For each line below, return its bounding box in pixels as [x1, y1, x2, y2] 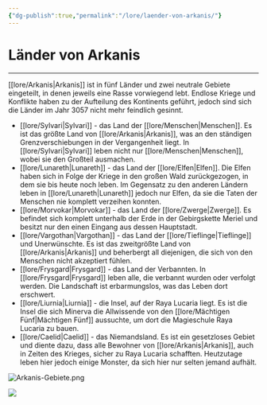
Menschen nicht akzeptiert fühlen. [19, 255, 133, 265]
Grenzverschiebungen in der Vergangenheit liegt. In [19, 137, 189, 147]
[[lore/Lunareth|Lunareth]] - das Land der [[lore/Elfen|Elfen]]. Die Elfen [19, 162, 251, 172]
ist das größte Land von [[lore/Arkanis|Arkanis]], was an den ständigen [19, 129, 252, 138]
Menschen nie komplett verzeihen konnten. [19, 197, 161, 206]
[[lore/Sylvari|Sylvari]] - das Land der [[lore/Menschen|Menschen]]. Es [19, 120, 253, 130]
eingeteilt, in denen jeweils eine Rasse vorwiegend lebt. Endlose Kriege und [8, 88, 256, 98]
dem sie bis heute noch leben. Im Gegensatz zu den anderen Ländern [19, 180, 249, 189]
